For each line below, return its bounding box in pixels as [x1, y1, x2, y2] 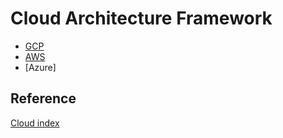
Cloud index [10, 117, 60, 129]
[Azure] [24, 61, 57, 73]
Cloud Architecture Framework [10, 7, 273, 30]
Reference [10, 90, 77, 107]
